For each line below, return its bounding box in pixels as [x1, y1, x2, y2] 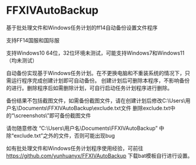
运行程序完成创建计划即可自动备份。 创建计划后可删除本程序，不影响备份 [11, 77, 190, 84]
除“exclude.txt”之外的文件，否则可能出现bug [6, 132, 115, 139]
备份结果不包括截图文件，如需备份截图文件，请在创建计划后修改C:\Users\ [6, 96, 186, 104]
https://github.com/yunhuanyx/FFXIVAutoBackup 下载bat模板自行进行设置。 [6, 152, 193, 159]
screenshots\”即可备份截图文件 [15, 111, 91, 119]
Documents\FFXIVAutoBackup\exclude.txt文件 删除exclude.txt [18, 104, 170, 111]
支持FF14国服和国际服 [6, 36, 60, 43]
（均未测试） [6, 57, 37, 64]
